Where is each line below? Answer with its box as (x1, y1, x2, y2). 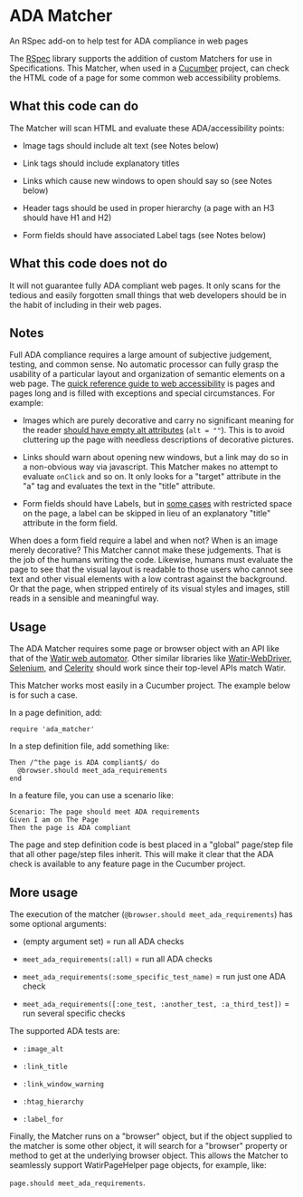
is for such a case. (9, 690, 79, 700)
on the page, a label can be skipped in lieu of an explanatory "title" (22, 508, 271, 519)
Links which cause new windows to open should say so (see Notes (22, 175, 273, 186)
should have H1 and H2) (22, 212, 112, 223)
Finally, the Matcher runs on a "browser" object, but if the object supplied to (9, 1131, 293, 1142)
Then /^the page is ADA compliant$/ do (9, 758, 160, 767)
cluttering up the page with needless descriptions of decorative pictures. (22, 434, 294, 445)
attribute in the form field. (22, 517, 118, 528)
